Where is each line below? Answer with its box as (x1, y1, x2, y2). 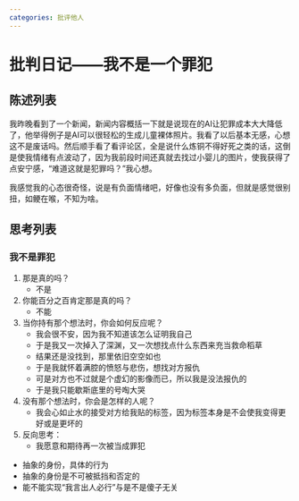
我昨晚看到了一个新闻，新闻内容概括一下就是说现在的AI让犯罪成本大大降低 (9, 118, 283, 129)
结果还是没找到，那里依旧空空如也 (35, 351, 162, 362)
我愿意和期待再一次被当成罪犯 (35, 440, 145, 452)
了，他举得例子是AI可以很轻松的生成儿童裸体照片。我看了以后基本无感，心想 (9, 129, 291, 140)
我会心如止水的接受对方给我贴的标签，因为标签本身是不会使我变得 (35, 407, 278, 418)
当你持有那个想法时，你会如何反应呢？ (21, 318, 163, 328)
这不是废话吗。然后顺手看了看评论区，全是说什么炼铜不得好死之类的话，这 (9, 140, 283, 151)
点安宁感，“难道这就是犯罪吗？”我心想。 (9, 163, 158, 174)
